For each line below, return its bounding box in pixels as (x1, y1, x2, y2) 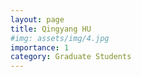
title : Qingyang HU (10, 24, 92, 34)
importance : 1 (10, 42, 70, 53)
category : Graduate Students (10, 52, 132, 62)
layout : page (10, 14, 65, 25)
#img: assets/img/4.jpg (10, 33, 110, 43)
